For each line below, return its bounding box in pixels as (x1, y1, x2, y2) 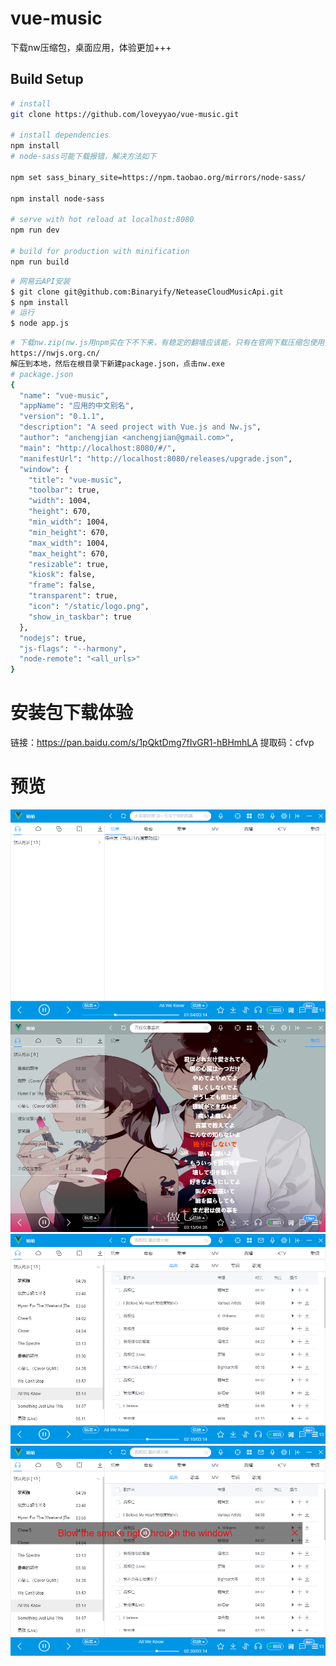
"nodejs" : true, (19, 633, 87, 643)
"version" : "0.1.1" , (19, 412, 105, 422)
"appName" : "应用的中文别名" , (19, 401, 135, 411)
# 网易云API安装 (10, 276, 71, 286)
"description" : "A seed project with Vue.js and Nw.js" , (19, 422, 262, 432)
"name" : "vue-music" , (19, 390, 110, 401)
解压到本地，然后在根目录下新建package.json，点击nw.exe (10, 358, 225, 369)
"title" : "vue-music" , (28, 475, 123, 485)
